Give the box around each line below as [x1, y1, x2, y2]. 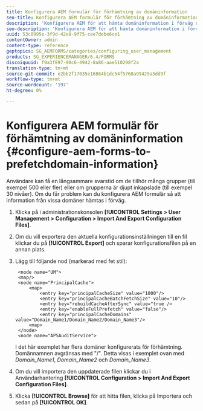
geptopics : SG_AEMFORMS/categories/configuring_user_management [6, 48, 172, 54]
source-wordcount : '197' [6, 82, 69, 88]
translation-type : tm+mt [6, 65, 69, 71]
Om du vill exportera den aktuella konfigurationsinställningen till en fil [14, 233, 187, 240]
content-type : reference [6, 43, 69, 49]
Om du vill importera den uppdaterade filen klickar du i [14, 367, 151, 375]
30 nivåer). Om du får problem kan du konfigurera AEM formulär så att [6, 190, 181, 197]
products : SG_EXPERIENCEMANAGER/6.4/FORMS [6, 54, 115, 60]
